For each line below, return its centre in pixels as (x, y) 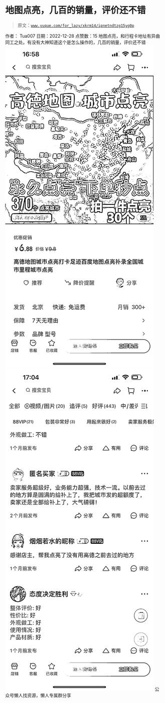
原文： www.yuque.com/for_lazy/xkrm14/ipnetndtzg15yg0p (76, 25)
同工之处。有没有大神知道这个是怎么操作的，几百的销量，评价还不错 (75, 42)
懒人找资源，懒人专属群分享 (42, 695)
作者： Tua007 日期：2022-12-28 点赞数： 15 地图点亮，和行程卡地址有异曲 (83, 36)
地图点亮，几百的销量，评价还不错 (76, 10)
